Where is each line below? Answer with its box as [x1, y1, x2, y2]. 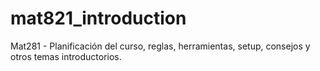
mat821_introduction [10, 7, 187, 30]
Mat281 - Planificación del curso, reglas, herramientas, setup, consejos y [10, 40, 311, 52]
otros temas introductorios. [10, 50, 122, 62]
